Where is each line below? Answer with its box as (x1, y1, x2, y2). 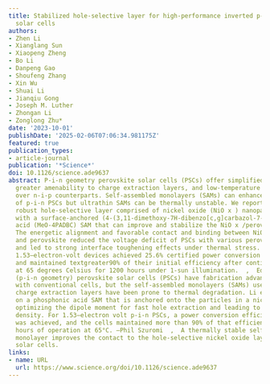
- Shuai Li (8, 86, 45, 95)
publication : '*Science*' (8, 162, 95, 170)
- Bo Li (8, 57, 35, 65)
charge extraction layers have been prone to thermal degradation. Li (15, 289, 257, 297)
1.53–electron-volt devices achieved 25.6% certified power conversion (15, 251, 261, 259)
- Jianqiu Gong (8, 94, 59, 102)
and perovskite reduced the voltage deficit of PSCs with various (15, 237, 243, 245)
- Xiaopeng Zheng (8, 49, 67, 57)
